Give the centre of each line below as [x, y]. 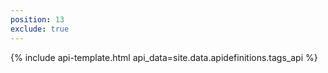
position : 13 [37, 19]
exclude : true [40, 29]
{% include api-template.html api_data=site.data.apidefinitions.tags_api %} [164, 57]
